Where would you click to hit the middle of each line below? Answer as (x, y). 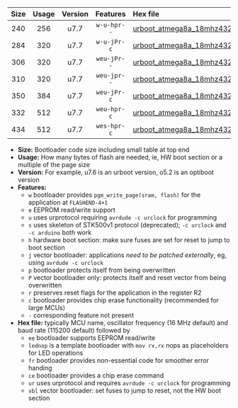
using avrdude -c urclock (66, 262)
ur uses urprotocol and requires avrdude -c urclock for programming (129, 383)
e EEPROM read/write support (72, 210)
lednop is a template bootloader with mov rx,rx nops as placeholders (128, 345)
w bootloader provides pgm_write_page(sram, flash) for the (114, 195)
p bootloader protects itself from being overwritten (102, 270)
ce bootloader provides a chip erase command (96, 375)
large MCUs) (47, 308)
